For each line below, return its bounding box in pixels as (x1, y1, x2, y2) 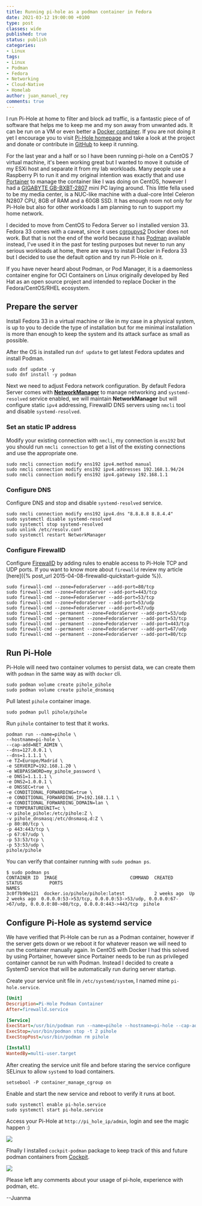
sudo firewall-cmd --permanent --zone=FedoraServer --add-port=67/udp (6, 626, 187, 632)
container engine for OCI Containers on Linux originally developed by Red (6, 272, 189, 279)
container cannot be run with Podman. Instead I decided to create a (6, 959, 173, 966)
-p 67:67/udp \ (6, 831, 44, 838)
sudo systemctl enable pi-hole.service (6, 1101, 106, 1108)
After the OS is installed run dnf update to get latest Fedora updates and (6, 349, 185, 356)
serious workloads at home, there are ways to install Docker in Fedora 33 (6, 247, 188, 254)
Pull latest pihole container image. (6, 698, 91, 705)
